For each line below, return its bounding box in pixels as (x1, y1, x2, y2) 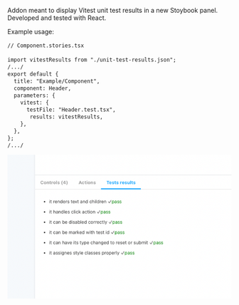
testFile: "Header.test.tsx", (26, 106, 116, 113)
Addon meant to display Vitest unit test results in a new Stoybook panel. (7, 6, 218, 14)
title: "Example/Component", (14, 78, 100, 85)
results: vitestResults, (29, 113, 103, 120)
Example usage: (7, 28, 55, 36)
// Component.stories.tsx (7, 42, 84, 49)
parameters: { (14, 92, 55, 99)
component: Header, (14, 85, 72, 92)
